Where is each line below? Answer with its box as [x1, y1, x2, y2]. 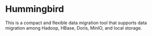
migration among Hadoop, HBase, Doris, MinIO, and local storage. [5, 25, 142, 31]
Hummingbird [5, 3, 64, 15]
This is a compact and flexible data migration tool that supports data [5, 20, 147, 26]
